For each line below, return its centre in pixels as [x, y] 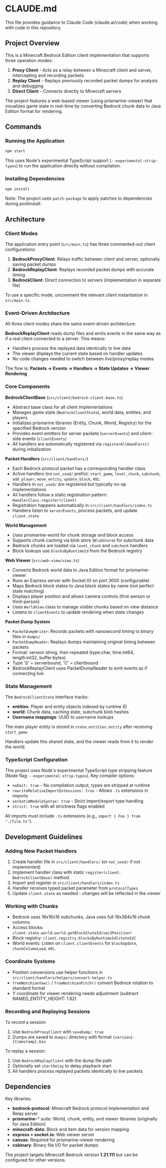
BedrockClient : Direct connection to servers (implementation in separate [86, 280]
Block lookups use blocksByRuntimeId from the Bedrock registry [77, 551]
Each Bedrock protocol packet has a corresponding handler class [79, 468]
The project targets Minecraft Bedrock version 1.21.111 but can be [72, 1155]
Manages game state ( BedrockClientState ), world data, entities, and [82, 412]
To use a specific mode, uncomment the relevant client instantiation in [77, 295]
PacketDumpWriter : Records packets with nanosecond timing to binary [83, 631]
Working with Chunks [32, 906]
